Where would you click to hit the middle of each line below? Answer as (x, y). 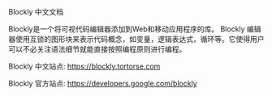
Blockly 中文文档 (36, 12)
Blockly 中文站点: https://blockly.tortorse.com (84, 66)
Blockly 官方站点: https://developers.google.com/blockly (103, 83)
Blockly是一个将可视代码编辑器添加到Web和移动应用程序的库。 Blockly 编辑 (135, 29)
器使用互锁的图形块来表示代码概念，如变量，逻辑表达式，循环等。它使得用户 (136, 39)
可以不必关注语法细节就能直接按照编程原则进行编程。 (97, 49)
